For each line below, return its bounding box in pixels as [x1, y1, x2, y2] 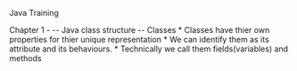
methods [9, 53, 42, 63]
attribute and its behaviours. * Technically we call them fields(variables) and [9, 43, 288, 54]
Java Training [9, 8, 60, 18]
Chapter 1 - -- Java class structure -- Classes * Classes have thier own [9, 25, 270, 35]
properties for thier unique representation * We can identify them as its [9, 35, 269, 44]
